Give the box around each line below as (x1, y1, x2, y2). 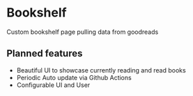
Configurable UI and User (16, 81, 91, 89)
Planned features (6, 48, 83, 59)
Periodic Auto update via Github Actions (16, 73, 132, 81)
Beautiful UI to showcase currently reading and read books (16, 66, 186, 74)
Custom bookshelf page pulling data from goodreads (6, 28, 159, 36)
